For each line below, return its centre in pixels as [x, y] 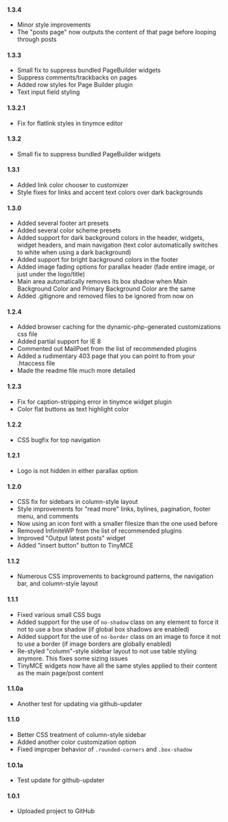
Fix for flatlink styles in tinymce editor [70, 123]
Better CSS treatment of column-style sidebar [81, 735]
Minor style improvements [54, 25]
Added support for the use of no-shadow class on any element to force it [118, 622]
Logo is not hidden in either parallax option [77, 471]
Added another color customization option [77, 742]
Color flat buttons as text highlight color [73, 409]
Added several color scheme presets [69, 230]
